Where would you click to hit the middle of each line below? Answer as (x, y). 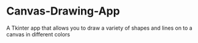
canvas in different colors (38, 34)
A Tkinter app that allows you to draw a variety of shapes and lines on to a (100, 28)
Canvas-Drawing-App (63, 11)
